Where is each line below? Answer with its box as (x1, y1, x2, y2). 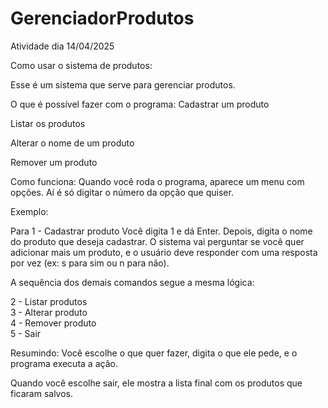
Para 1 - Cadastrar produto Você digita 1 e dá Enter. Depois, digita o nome (10, 225, 313, 237)
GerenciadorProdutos (10, 7, 195, 30)
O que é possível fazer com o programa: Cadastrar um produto (10, 98, 270, 110)
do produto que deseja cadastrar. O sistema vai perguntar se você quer (10, 235, 305, 247)
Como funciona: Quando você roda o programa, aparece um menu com (10, 175, 305, 187)
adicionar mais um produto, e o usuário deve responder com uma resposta (10, 246, 318, 258)
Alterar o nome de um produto (10, 137, 135, 149)
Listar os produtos (10, 117, 86, 129)
